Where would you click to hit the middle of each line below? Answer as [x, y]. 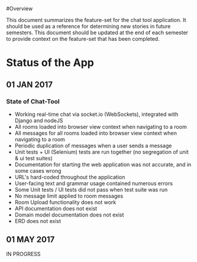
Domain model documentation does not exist [69, 215]
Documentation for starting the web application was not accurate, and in [103, 164]
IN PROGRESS [23, 254]
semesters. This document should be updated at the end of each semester [97, 33]
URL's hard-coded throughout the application [70, 177]
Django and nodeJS [39, 120]
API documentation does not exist [56, 208]
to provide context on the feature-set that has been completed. [83, 39]
